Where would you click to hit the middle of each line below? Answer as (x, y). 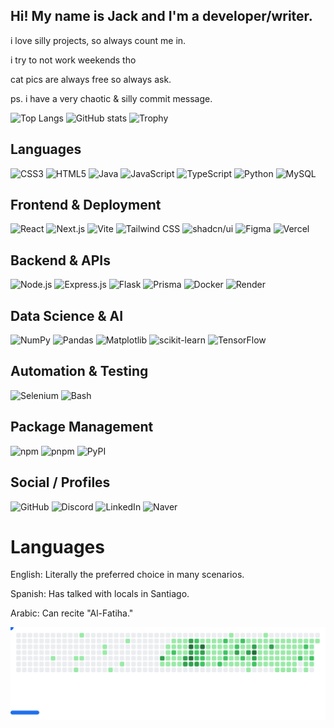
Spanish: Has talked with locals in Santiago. (100, 594)
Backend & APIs (60, 260)
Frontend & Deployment (86, 205)
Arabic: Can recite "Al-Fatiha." (72, 613)
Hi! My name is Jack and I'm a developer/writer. (161, 16)
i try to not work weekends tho (73, 60)
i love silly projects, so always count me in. (98, 40)
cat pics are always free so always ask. (91, 79)
